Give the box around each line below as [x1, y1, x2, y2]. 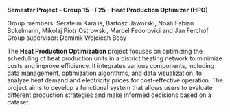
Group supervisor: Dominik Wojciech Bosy [7, 34, 127, 42]
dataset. [7, 98, 31, 106]
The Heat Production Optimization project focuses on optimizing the [7, 47, 203, 55]
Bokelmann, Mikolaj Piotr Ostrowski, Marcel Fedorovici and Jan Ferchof [7, 27, 209, 34]
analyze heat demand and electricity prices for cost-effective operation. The [7, 76, 223, 85]
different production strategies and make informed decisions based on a [7, 91, 211, 99]
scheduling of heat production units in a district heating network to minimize [7, 54, 223, 63]
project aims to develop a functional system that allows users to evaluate [7, 84, 213, 91]
